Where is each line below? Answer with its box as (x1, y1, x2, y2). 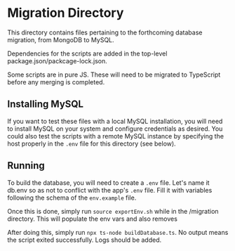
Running (7, 160, 46, 172)
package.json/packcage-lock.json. (7, 56, 107, 65)
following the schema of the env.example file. (7, 193, 137, 202)
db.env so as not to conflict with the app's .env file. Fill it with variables (7, 186, 213, 194)
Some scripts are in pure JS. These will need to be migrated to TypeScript (7, 70, 221, 79)
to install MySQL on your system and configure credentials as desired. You (7, 124, 223, 133)
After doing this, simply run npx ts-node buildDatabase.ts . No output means (7, 228, 229, 236)
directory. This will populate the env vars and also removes (7, 214, 177, 223)
